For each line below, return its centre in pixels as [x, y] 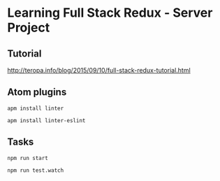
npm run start [28, 158]
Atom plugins [37, 92]
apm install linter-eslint [46, 120]
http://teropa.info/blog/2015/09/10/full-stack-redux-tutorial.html [99, 70]
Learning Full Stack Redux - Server [110, 13]
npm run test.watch [36, 170]
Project [29, 28]
